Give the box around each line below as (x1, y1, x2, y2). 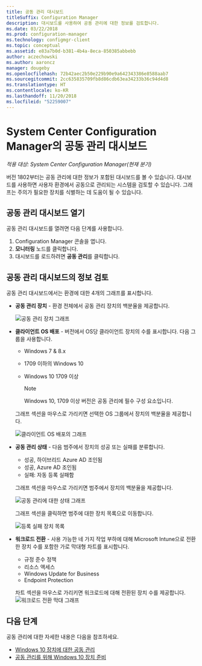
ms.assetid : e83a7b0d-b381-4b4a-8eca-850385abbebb (6, 48, 136, 54)
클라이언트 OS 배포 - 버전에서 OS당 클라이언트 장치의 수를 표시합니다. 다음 (14, 328, 190, 335)
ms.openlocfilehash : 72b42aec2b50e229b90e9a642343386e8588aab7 (6, 71, 169, 77)
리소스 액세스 (24, 563, 55, 571)
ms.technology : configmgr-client (6, 37, 90, 43)
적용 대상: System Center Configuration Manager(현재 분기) (6, 161, 152, 168)
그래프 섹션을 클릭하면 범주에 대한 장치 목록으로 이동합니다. (14, 510, 154, 517)
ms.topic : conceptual (6, 43, 61, 49)
